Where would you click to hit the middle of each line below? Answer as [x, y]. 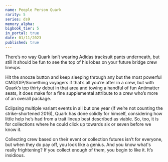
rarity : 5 [16, 15]
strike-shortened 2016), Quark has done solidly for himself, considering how [84, 113]
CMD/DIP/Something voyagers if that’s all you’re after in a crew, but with [80, 82]
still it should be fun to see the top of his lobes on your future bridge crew [81, 62]
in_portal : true [22, 33]
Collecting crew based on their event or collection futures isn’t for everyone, [84, 139]
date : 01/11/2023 [23, 38]
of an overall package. [28, 98]
